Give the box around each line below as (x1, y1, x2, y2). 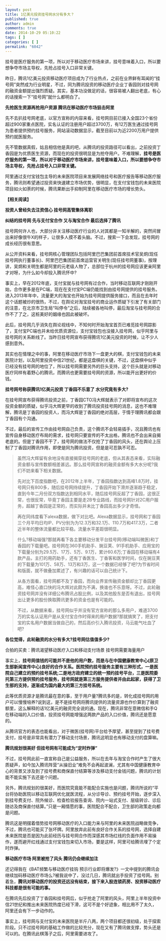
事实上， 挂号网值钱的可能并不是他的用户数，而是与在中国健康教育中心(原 (5, 657, 154, 663)
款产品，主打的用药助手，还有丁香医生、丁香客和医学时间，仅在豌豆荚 (17, 555, 161, 561)
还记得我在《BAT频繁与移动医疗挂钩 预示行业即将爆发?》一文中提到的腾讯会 (5, 866, 160, 872)
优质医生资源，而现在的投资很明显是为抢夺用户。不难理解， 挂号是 (22, 150, 157, 156)
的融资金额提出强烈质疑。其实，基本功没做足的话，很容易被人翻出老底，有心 (5, 87, 161, 93)
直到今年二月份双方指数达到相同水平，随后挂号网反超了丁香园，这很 (17, 490, 156, 497)
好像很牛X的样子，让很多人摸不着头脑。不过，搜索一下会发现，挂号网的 (13, 234, 160, 240)
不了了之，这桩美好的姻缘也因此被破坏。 (9, 311, 92, 317)
